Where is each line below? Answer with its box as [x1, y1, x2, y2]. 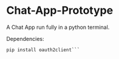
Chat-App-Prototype [6, 4, 114, 17]
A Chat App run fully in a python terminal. [6, 23, 110, 31]
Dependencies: [6, 35, 44, 42]
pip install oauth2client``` [6, 46, 80, 53]
